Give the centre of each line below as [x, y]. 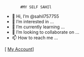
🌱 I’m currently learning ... [38, 27]
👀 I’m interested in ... [33, 22]
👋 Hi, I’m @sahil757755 [35, 16]
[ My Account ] [19, 49]
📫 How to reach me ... [35, 38]
